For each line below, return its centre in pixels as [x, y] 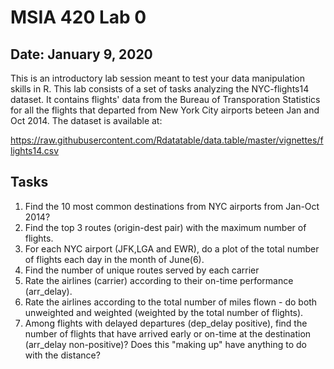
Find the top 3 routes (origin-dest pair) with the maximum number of [165, 227]
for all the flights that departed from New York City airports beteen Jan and [165, 110]
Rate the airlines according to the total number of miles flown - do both [171, 302]
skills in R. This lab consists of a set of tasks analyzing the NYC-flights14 [160, 89]
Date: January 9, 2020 [81, 54]
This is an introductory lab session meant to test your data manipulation [157, 78]
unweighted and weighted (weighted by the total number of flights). [164, 312]
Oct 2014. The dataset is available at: [86, 120]
